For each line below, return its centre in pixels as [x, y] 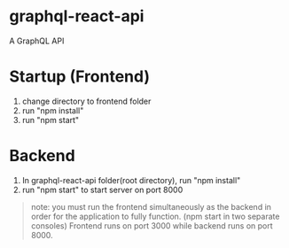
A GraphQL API [37, 41]
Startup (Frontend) [80, 77]
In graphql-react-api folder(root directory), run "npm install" [131, 180]
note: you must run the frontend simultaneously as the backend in [151, 206]
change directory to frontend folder [86, 101]
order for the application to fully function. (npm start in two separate [155, 216]
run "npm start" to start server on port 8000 [102, 190]
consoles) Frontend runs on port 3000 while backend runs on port [152, 225]
